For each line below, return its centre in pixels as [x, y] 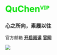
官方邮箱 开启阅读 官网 [28, 37]
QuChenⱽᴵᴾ [27, 9]
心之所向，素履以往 [28, 26]
